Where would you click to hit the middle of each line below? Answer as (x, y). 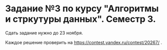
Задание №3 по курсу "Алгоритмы (82, 9)
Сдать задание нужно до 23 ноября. (44, 33)
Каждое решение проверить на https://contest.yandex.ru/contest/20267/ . (83, 42)
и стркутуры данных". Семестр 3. (81, 19)
